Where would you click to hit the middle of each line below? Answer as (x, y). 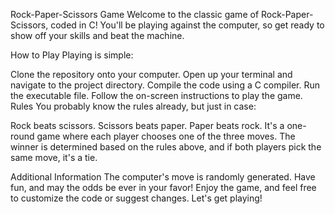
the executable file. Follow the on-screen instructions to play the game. (156, 95)
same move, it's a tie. (54, 157)
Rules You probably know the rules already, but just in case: (133, 106)
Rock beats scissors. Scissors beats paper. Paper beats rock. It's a (147, 125)
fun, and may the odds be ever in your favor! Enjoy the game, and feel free (163, 187)
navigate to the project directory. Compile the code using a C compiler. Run (165, 85)
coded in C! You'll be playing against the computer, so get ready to (187, 25)
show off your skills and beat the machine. (97, 35)
